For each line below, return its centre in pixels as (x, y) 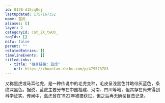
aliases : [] (17, 23)
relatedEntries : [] (25, 51)
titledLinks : (18, 60)
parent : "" (16, 46)
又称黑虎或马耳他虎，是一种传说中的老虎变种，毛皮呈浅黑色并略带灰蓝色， (80, 83)
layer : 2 (14, 28)
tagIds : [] (16, 37)
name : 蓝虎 (15, 19)
